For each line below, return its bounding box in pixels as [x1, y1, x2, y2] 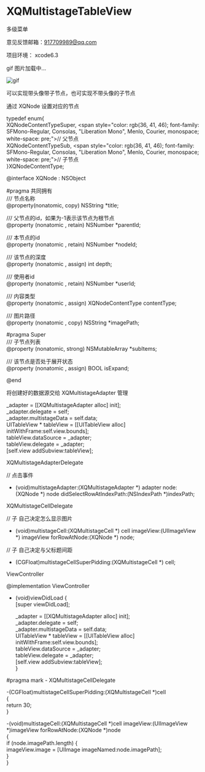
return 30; [6, 701, 32, 709]
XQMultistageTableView [6, 4, 132, 18]
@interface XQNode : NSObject [6, 174, 86, 182]
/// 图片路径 [6, 311, 36, 319]
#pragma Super [6, 331, 46, 338]
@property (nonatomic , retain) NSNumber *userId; [6, 280, 136, 287]
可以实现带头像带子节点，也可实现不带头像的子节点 [6, 89, 136, 96]
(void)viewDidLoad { [15, 594, 68, 602]
